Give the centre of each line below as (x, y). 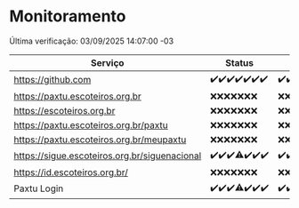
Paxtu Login (39, 188)
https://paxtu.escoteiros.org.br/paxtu (91, 124)
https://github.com (53, 80)
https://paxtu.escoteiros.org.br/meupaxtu (100, 140)
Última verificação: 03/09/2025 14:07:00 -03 (92, 41)
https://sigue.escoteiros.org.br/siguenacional (108, 156)
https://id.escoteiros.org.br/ (71, 172)
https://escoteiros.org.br (65, 110)
